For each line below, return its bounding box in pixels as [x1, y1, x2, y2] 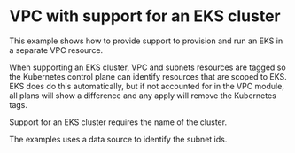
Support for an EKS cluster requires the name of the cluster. [9, 117, 228, 127]
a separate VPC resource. [9, 44, 104, 55]
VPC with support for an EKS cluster [9, 6, 281, 27]
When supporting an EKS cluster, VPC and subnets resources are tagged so [9, 62, 286, 73]
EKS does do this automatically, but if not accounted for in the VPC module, [9, 80, 285, 91]
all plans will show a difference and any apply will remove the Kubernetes [9, 90, 276, 101]
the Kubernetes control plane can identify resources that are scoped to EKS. [9, 71, 288, 81]
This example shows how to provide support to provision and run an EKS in [9, 35, 283, 46]
